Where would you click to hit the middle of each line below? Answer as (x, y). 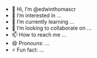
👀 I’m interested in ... (36, 15)
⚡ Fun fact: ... (28, 50)
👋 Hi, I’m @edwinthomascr (44, 9)
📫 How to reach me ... (39, 35)
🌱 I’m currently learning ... (43, 22)
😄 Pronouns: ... (31, 43)
